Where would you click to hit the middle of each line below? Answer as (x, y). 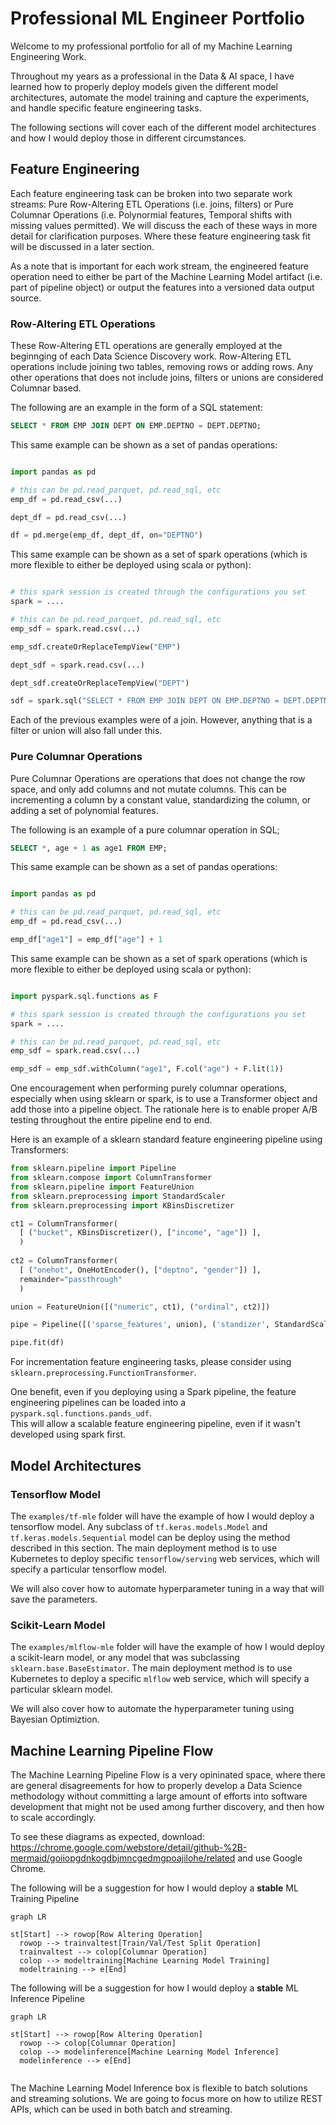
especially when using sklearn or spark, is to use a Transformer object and (164, 1099)
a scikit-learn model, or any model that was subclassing (125, 1658)
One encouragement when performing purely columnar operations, (149, 1088)
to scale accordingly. (53, 1818)
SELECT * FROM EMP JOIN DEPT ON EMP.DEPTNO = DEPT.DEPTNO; (136, 426)
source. (26, 298)
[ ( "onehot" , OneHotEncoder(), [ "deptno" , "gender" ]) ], (140, 1270)
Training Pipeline (45, 1899)
